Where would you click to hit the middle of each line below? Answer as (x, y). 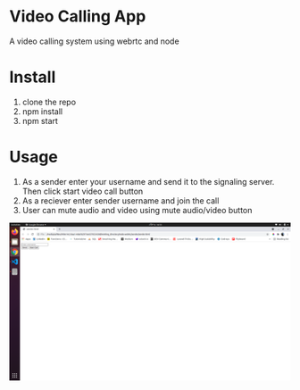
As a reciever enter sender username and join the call (121, 200)
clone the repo (49, 102)
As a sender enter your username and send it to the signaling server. (148, 181)
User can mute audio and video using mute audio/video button (137, 210)
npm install (42, 111)
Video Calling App (78, 17)
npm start (40, 120)
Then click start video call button (83, 191)
